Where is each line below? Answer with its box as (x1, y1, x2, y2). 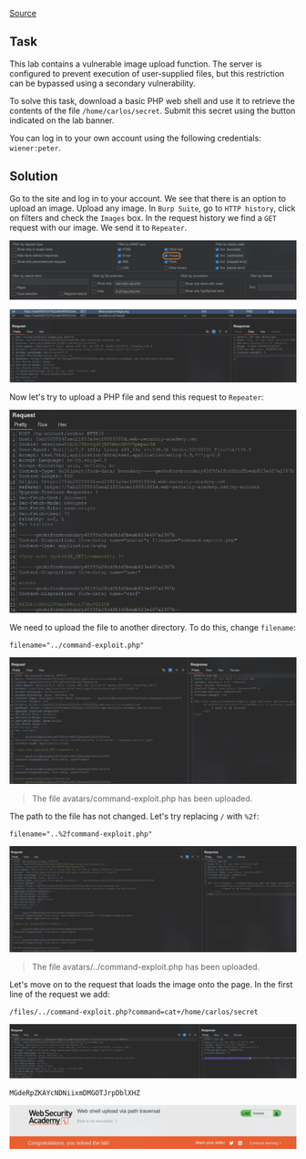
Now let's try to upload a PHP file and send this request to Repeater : (9, 392, 264, 402)
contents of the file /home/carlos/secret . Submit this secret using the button (9, 105, 296, 116)
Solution (9, 169, 58, 184)
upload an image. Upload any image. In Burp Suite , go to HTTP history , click (9, 203, 296, 214)
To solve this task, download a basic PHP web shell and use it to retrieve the (9, 95, 296, 106)
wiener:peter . (9, 141, 61, 153)
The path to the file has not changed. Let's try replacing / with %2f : (9, 811, 260, 822)
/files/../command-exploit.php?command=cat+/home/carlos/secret (9, 1008, 259, 1017)
